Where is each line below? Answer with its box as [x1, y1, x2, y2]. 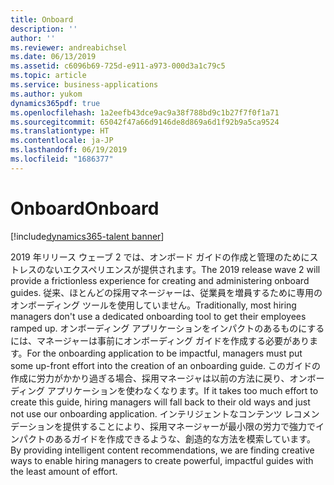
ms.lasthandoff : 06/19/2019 [10, 145, 128, 155]
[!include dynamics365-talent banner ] [10, 230, 165, 242]
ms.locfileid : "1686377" [10, 154, 114, 164]
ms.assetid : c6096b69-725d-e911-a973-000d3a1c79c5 [10, 61, 226, 71]
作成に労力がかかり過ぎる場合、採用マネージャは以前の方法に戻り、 [10, 372, 290, 384]
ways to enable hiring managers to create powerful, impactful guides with [10, 454, 314, 466]
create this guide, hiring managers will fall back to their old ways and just [10, 396, 311, 408]
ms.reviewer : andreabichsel [10, 42, 128, 53]
